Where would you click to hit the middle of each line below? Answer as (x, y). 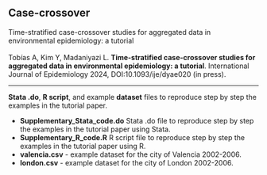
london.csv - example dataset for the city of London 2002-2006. (126, 162)
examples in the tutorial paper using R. (83, 146)
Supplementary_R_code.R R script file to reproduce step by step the (132, 137)
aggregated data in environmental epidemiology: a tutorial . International (129, 66)
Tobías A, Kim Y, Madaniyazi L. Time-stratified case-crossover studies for (132, 57)
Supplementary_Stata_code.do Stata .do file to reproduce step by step (137, 120)
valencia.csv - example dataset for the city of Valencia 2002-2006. (131, 154)
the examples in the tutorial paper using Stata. (95, 129)
